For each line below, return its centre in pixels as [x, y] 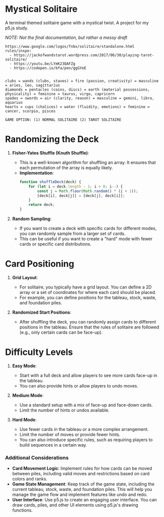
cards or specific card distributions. [55, 244]
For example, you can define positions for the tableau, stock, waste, [88, 297]
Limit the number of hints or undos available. [64, 410]
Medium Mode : [28, 395]
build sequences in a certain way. [53, 445]
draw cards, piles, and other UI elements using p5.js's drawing [75, 505]
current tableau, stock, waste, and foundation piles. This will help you [82, 489]
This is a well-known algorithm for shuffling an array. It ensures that [88, 162]
